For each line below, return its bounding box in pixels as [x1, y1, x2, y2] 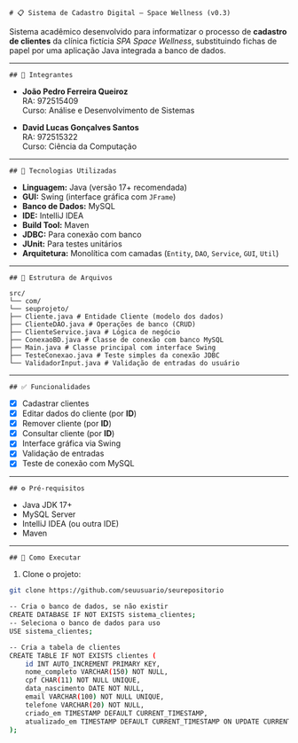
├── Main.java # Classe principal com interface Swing [9, 343, 216, 352]
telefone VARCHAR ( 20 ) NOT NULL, [25, 700, 145, 709]
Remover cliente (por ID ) [21, 418, 113, 429]
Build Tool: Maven [21, 220, 90, 230]
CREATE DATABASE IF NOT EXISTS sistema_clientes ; [9, 611, 197, 620]
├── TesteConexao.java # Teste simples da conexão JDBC [9, 351, 220, 360]
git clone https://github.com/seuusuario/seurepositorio [9, 586, 224, 595]
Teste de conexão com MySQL [21, 458, 135, 469]
